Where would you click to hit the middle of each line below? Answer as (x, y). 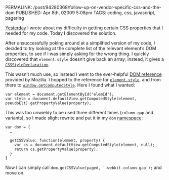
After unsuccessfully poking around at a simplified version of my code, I (80, 43)
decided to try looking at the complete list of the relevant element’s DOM (81, 48)
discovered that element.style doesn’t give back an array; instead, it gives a (85, 59)
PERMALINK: (19, 7)
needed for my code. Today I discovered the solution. (61, 33)
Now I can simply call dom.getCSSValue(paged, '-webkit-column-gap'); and (83, 167)
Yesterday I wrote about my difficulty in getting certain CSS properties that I (84, 28)
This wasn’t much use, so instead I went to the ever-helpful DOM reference (83, 74)
